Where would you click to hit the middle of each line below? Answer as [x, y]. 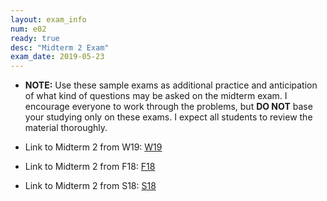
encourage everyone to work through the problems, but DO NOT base [168, 107]
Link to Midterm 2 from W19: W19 [93, 147]
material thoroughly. [66, 128]
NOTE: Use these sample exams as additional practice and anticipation [171, 85]
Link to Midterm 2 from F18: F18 [90, 167]
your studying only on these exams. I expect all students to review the [168, 117]
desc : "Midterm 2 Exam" [60, 47]
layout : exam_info [48, 19]
